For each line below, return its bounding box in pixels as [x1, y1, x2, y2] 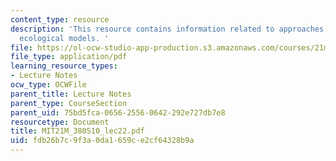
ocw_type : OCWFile [10, 80, 87, 90]
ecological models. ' [19, 33, 110, 43]
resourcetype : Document [10, 117, 110, 127]
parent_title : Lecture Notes [10, 89, 132, 99]
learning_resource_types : [10, 61, 118, 71]
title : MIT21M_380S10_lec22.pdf [10, 126, 145, 136]
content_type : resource [10, 14, 110, 25]
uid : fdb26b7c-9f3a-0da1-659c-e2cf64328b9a [10, 136, 195, 146]
